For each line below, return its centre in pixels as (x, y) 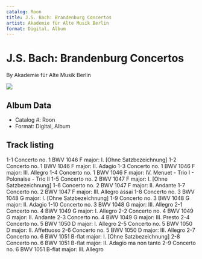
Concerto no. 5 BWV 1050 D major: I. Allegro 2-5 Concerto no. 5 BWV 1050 (99, 223)
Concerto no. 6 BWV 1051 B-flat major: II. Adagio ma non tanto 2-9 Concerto (101, 243)
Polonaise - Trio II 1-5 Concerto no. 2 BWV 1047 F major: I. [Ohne (87, 179)
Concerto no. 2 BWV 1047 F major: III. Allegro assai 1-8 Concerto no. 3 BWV (100, 192)
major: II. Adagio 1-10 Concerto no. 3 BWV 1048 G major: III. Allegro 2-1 (94, 204)
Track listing (30, 145)
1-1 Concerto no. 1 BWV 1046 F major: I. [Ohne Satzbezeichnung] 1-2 (91, 160)
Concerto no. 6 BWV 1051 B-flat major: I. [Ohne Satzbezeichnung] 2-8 (93, 236)
